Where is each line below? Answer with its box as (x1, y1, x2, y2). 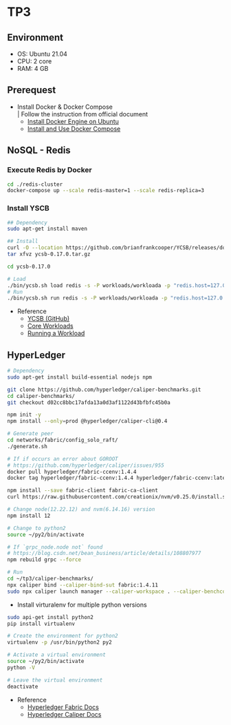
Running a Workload (27, 329, 85, 337)
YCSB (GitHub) (27, 315, 70, 323)
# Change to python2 (7, 525, 67, 532)
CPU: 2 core (16, 57, 52, 65)
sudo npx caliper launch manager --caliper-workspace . (7, 588, 170, 595)
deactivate (7, 683, 38, 690)
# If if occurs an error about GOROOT (7, 455, 118, 462)
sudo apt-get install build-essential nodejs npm (7, 373, 153, 381)
